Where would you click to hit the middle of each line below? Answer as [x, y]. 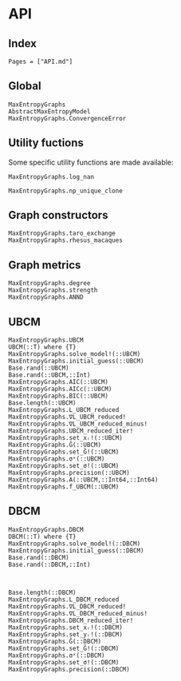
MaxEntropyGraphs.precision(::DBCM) [69, 669]
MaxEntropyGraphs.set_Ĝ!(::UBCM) [64, 452]
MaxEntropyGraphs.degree [49, 283]
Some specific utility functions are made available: [91, 162]
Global [25, 86]
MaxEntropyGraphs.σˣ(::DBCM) [57, 655]
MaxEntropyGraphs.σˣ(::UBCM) [57, 459]
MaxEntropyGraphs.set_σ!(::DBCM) [64, 662]
